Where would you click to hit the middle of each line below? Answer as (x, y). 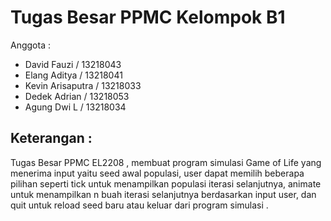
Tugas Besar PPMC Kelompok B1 (148, 17)
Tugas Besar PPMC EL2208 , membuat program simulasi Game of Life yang (166, 162)
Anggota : (30, 45)
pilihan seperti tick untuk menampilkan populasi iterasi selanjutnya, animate (166, 183)
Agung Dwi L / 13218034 (75, 107)
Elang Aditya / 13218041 (73, 75)
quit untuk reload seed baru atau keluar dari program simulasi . (139, 205)
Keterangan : (51, 138)
